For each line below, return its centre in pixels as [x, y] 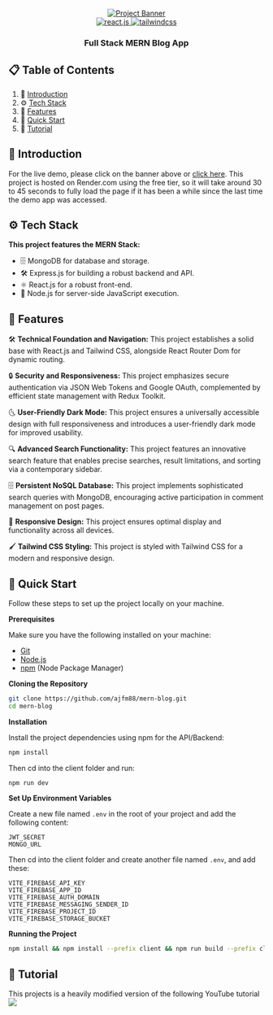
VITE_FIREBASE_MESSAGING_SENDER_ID [69, 905]
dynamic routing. [37, 359]
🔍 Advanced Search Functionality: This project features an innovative [127, 449]
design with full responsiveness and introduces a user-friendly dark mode [132, 424]
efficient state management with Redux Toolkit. [87, 396]
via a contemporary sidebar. [56, 469]
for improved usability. [46, 433]
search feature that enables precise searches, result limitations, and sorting [135, 461]
